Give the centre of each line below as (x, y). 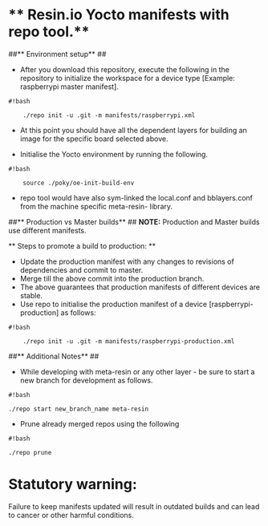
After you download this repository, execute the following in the (125, 69)
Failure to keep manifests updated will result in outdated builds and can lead (134, 506)
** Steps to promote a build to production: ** (82, 245)
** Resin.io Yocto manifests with (119, 15)
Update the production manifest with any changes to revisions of (127, 261)
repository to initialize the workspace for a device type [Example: (127, 78)
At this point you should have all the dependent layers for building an (133, 130)
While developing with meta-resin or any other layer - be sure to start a (137, 371)
